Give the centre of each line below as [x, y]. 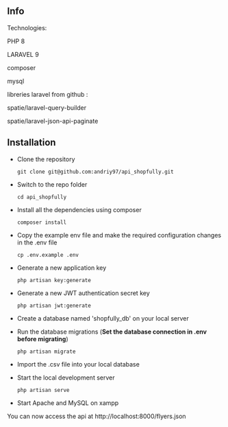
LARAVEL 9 [23, 54]
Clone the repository [46, 159]
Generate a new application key [62, 268]
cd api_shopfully [42, 197]
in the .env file [37, 242]
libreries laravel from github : [48, 94]
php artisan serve [43, 390]
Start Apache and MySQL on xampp [68, 403]
